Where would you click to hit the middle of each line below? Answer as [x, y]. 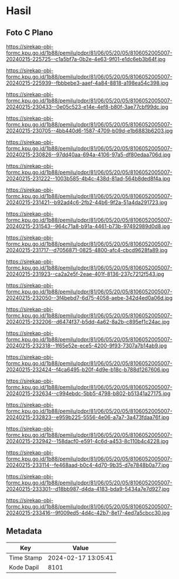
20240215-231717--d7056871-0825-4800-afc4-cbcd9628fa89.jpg [87, 250]
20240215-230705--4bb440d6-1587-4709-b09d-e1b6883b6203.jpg [89, 131]
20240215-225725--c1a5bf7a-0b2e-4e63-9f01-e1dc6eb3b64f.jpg [86, 59]
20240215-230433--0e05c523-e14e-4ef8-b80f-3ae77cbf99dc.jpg [87, 107]
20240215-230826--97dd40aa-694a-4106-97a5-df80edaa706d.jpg [88, 155]
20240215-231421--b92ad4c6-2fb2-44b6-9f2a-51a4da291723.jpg [87, 202]
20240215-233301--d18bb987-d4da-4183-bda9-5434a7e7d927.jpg [88, 489]
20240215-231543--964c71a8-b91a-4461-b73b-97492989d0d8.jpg [88, 226]
